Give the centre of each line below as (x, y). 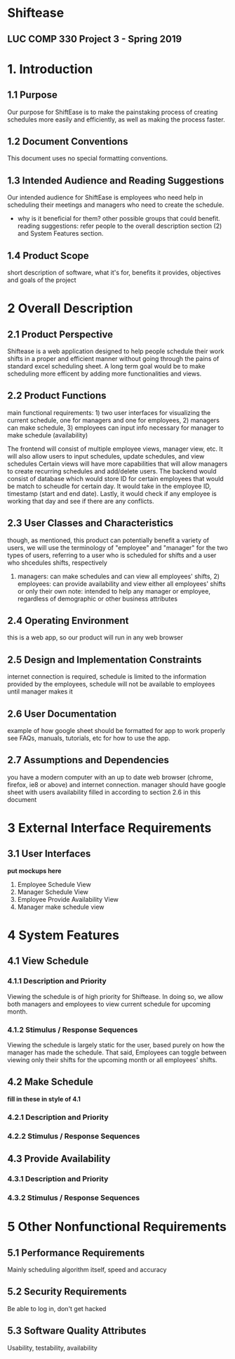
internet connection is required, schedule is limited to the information (107, 677)
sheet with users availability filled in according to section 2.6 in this (104, 792)
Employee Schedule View (54, 884)
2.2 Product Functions (57, 396)
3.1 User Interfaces (49, 854)
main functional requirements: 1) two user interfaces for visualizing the (109, 412)
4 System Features (63, 935)
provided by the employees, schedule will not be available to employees (111, 684)
